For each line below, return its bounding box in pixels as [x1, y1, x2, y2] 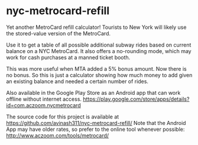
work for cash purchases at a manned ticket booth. [6, 54, 131, 61]
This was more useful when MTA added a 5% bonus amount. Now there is [6, 65, 187, 72]
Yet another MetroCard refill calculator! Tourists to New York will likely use [6, 24, 187, 31]
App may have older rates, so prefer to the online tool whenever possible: [6, 126, 185, 133]
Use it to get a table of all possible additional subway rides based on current [6, 41, 191, 48]
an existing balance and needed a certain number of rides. [6, 78, 149, 85]
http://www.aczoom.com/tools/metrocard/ [6, 131, 109, 139]
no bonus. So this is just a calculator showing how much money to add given [6, 71, 193, 78]
